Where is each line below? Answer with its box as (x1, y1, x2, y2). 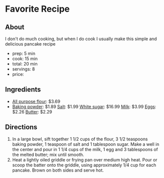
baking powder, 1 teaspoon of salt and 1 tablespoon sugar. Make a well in (12, 141, 160, 147)
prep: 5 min (12, 50, 36, 56)
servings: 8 (12, 66, 35, 72)
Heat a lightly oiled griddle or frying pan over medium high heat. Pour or (12, 156, 158, 162)
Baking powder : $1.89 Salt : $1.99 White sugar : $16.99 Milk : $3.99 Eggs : (12, 104, 157, 110)
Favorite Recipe (5, 3, 70, 15)
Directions (5, 123, 38, 132)
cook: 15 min (12, 56, 38, 62)
